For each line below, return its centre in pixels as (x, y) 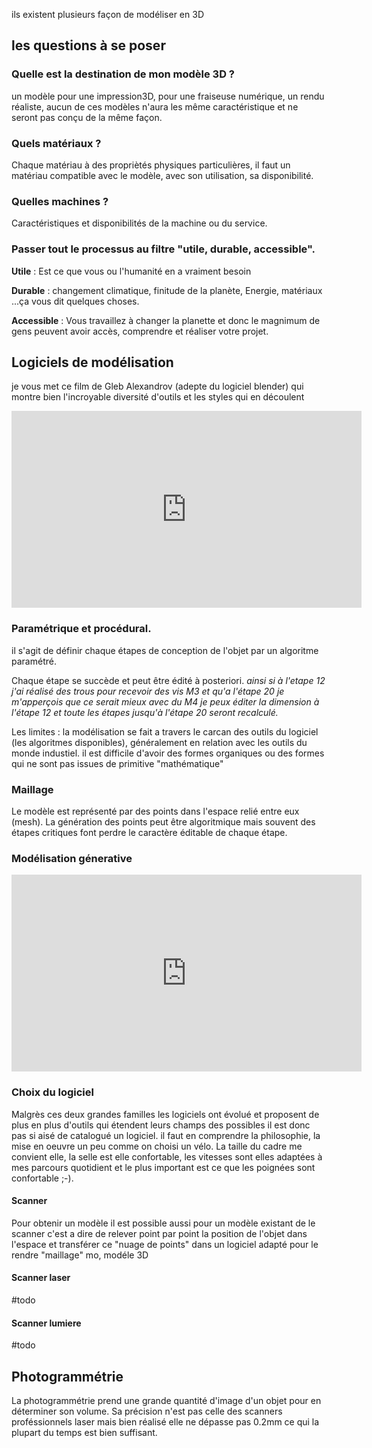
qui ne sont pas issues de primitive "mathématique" (117, 763)
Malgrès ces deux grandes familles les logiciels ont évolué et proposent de (165, 1114)
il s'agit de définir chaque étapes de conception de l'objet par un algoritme (165, 650)
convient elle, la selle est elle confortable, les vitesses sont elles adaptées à (167, 1156)
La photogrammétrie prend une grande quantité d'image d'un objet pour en (166, 1400)
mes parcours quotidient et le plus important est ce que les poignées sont (163, 1167)
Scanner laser (41, 1278)
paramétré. (34, 661)
